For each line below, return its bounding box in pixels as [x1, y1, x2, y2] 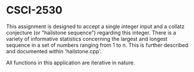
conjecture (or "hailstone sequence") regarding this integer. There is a [6, 29, 176, 36]
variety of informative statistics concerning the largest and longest [6, 35, 168, 42]
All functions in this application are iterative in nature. [6, 59, 136, 66]
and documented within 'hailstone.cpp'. [6, 47, 102, 54]
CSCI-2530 [6, 4, 63, 17]
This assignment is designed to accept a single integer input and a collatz [6, 23, 185, 30]
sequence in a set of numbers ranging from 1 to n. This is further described [6, 42, 189, 49]
